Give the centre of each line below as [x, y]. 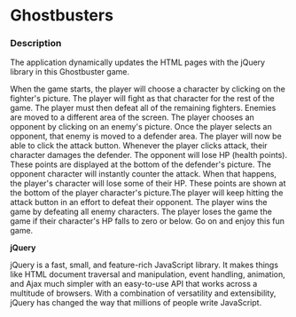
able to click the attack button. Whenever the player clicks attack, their [139, 146]
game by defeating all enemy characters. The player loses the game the [141, 212]
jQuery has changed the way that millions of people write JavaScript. [136, 303]
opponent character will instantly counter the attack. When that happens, [144, 174]
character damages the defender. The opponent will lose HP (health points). [148, 155]
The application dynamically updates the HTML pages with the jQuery [137, 62]
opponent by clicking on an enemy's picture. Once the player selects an [141, 127]
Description [36, 44]
